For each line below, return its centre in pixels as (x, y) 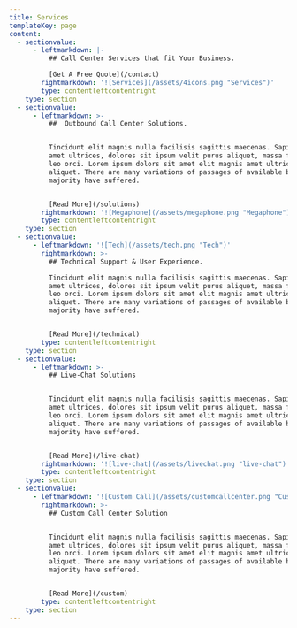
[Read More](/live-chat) (94, 456)
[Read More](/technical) (94, 334)
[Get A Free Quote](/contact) (104, 75)
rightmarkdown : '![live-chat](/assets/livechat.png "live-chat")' (166, 464)
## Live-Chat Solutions (92, 375)
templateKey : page (43, 26)
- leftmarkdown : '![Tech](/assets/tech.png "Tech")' (132, 245)
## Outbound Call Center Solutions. (118, 124)
